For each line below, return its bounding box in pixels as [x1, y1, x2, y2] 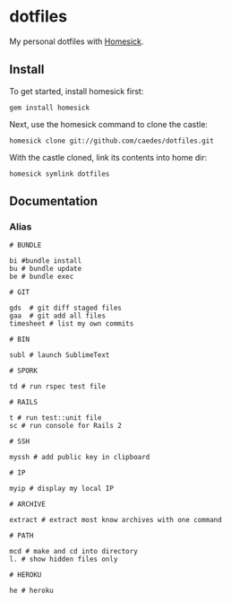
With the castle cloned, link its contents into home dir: [9, 152, 208, 162]
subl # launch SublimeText [9, 351, 110, 360]
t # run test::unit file [9, 414, 102, 423]
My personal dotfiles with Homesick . [9, 36, 144, 47]
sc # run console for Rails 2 [9, 422, 123, 431]
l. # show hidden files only [9, 554, 118, 564]
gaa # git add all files [9, 311, 106, 320]
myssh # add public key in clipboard [9, 453, 150, 462]
